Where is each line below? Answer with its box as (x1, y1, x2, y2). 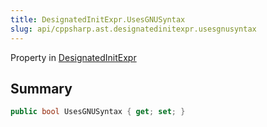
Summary (10, 80, 73, 97)
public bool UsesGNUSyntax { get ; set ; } (10, 107, 186, 117)
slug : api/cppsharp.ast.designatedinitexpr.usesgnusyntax (10, 24, 257, 34)
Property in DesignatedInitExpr (10, 51, 137, 63)
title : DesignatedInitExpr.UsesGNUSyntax (10, 14, 186, 25)
